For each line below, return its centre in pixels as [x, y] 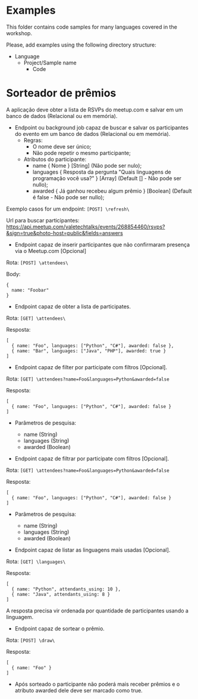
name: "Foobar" [30, 290]
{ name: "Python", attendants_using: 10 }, [66, 589]
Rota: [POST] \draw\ [31, 640]
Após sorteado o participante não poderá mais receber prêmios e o [97, 684]
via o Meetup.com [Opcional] [51, 250]
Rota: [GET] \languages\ [36, 561]
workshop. [19, 33]
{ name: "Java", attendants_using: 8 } [61, 594]
